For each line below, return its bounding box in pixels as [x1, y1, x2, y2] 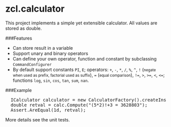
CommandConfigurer [12, 62, 52, 67]
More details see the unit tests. [5, 116, 70, 122]
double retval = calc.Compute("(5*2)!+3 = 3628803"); [10, 102, 148, 108]
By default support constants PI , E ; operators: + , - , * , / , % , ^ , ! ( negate [12, 67, 156, 73]
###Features [5, 35, 32, 41]
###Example [5, 87, 32, 93]
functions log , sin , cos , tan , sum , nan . [12, 77, 89, 83]
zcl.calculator [5, 3, 65, 15]
